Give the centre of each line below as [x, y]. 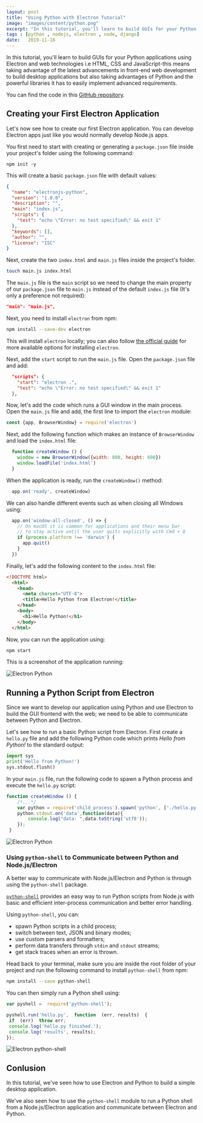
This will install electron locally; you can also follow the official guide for [96, 341]
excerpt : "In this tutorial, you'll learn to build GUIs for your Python [101, 29]
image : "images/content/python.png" [52, 23]
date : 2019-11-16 [31, 40]
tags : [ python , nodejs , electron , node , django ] [73, 35]
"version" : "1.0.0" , [38, 198]
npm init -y [21, 164]
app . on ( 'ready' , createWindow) [51, 492]
